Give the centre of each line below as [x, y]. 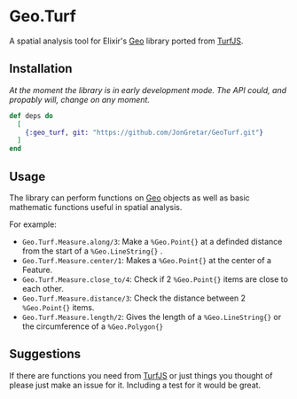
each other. [43, 288]
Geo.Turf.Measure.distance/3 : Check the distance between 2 [134, 298]
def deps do [31, 116]
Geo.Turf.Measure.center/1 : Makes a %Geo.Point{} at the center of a [147, 260]
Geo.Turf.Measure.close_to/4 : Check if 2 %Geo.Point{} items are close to [155, 279]
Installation [41, 69]
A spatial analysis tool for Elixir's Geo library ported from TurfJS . [126, 41]
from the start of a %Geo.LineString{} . [92, 251]
